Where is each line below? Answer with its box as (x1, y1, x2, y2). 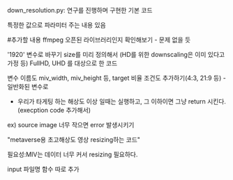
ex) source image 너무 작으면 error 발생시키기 (7, 121, 135, 129)
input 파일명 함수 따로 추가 (7, 165, 80, 173)
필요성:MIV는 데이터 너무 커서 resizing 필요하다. (7, 150, 138, 158)
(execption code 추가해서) (17, 106, 91, 114)
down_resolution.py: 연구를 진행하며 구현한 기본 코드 (7, 6, 153, 14)
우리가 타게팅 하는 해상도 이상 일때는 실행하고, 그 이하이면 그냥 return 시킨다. (17, 97, 227, 106)
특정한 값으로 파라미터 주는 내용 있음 (7, 21, 106, 29)
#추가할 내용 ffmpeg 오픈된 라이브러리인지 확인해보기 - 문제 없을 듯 (7, 35, 191, 44)
